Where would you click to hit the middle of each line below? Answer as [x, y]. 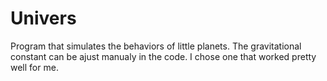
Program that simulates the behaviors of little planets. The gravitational [156, 46]
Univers [43, 18]
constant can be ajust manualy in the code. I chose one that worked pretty [163, 56]
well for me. [34, 67]
